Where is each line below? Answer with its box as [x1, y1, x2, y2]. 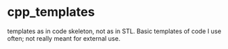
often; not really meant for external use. [7, 34, 120, 42]
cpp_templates [7, 4, 95, 20]
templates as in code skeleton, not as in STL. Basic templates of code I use [7, 27, 222, 35]
